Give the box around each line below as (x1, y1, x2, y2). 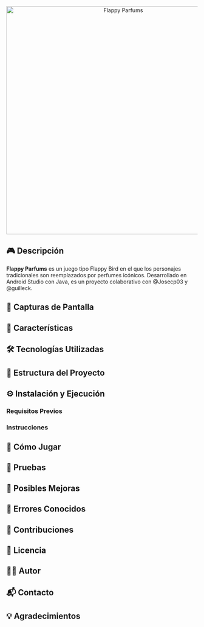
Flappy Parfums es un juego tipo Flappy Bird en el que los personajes (6, 265, 181, 272)
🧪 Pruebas (6, 462, 46, 473)
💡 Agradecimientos (6, 611, 81, 622)
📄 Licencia (6, 545, 47, 555)
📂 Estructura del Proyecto (6, 368, 105, 378)
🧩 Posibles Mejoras (6, 483, 80, 493)
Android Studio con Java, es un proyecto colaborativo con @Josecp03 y (6, 278, 188, 285)
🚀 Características (6, 322, 73, 333)
